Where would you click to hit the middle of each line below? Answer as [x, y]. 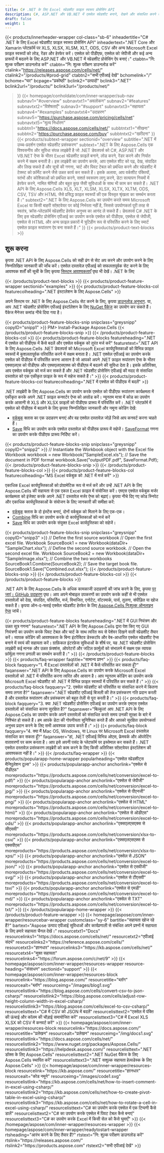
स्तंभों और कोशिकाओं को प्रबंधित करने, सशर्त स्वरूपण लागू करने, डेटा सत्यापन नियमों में [83, 178]
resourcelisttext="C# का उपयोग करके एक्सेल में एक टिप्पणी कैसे [102, 1108]
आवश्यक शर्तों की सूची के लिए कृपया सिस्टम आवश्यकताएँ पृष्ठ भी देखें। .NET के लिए [70, 271]
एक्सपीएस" [13, 845]
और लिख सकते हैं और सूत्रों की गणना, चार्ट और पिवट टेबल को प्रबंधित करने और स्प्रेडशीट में [86, 167]
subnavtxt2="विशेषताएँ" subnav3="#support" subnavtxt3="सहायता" [81, 106]
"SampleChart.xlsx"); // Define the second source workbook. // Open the [78, 548]
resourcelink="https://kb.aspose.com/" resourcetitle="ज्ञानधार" [79, 1071]
